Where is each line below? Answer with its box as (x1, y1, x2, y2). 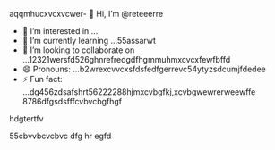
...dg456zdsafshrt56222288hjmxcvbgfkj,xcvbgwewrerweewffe (21, 87, 256, 97)
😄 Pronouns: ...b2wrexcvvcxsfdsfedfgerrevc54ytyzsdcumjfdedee (21, 63, 267, 74)
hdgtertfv (9, 113, 44, 124)
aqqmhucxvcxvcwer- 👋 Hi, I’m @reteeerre (9, 9, 164, 19)
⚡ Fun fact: (21, 74, 63, 84)
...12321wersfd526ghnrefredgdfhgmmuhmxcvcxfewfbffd (21, 54, 231, 64)
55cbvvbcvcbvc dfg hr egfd (9, 130, 112, 141)
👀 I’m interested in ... (21, 26, 99, 36)
